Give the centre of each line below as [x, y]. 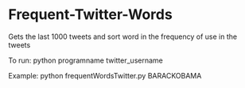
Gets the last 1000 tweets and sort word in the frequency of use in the [122, 36]
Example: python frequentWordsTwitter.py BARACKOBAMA [105, 75]
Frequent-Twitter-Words [90, 15]
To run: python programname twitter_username [86, 60]
